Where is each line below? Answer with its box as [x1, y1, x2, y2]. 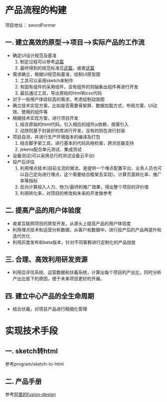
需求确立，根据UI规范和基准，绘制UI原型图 [12, 71, 101, 77]
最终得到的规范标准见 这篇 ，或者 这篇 [19, 65, 95, 71]
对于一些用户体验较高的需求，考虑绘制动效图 [12, 96, 105, 102]
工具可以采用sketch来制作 [19, 77, 73, 83]
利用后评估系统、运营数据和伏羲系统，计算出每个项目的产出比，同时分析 [12, 269, 161, 275]
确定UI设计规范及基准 [12, 52, 56, 58]
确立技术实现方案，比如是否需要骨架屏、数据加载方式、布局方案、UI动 [12, 102, 157, 108]
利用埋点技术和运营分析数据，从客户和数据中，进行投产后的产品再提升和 [12, 226, 161, 233]
